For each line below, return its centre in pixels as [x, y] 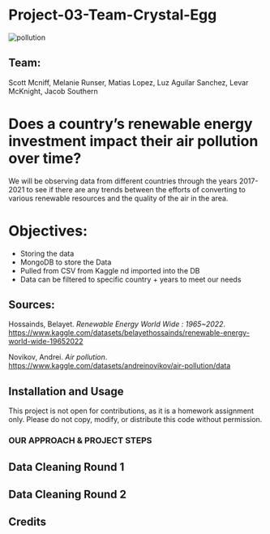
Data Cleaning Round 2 [68, 494]
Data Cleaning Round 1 [66, 467]
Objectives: [48, 231]
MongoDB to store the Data [66, 262]
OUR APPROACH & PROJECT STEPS [80, 441]
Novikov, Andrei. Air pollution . [58, 357]
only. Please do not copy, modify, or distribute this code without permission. [135, 420]
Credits [28, 522]
